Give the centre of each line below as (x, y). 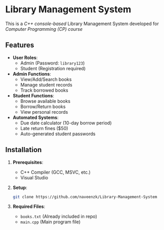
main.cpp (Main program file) (50, 222)
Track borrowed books (44, 90)
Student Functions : (33, 95)
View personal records (44, 112)
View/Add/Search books (46, 79)
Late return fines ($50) (44, 128)
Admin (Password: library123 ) (53, 63)
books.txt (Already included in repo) (59, 217)
